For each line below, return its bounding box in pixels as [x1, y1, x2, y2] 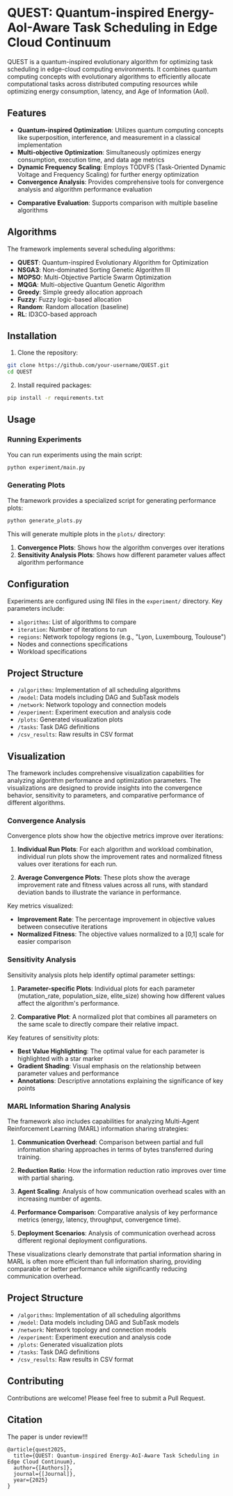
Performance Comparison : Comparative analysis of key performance [17, 1208, 218, 1217]
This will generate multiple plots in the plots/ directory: [7, 529, 166, 538]
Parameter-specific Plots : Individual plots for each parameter [17, 984, 195, 992]
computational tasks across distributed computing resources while [7, 79, 198, 88]
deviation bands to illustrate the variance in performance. [17, 888, 182, 896]
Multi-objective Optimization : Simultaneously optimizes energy [17, 148, 202, 156]
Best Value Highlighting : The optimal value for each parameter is [17, 1047, 205, 1055]
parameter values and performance [17, 1069, 120, 1077]
